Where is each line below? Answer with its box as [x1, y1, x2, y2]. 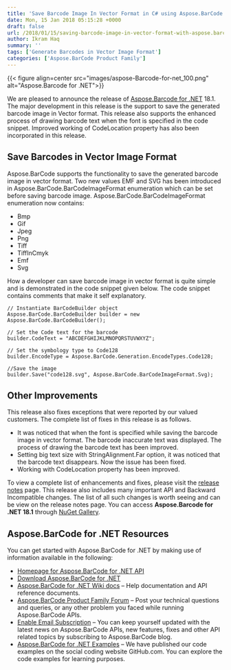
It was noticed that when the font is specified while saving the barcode [16, 429, 218, 437]
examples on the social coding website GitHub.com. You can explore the [16, 647, 223, 656]
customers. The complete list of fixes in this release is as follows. [7, 415, 192, 424]
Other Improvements [7, 389, 98, 401]
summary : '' [7, 42, 41, 49]
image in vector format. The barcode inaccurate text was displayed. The [16, 436, 222, 445]
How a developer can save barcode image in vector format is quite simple [7, 276, 216, 285]
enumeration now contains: [7, 199, 85, 207]
